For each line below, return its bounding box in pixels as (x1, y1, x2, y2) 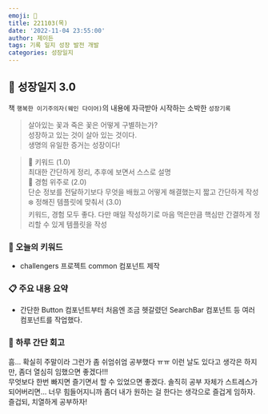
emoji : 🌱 (8, 11, 38, 20)
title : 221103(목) (8, 19, 68, 27)
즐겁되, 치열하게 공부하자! (8, 396, 88, 406)
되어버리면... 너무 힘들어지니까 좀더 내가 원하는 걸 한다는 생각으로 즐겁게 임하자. (8, 387, 256, 396)
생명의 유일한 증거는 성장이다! (27, 140, 121, 149)
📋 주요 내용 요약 (8, 283, 69, 294)
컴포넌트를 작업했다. (19, 315, 82, 324)
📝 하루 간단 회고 (8, 337, 66, 348)
